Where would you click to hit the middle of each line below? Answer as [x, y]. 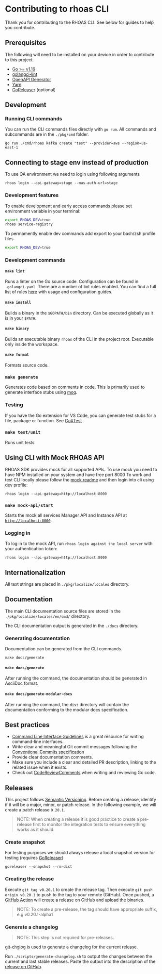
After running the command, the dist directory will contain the [67, 704]
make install [18, 302]
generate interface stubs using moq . [41, 392]
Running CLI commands [34, 119]
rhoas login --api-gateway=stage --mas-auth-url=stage [61, 183]
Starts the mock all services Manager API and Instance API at [66, 515]
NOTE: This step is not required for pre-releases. [65, 938]
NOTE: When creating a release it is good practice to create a [78, 819]
